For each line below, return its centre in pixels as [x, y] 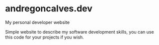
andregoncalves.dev [49, 9]
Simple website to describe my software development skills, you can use [79, 32]
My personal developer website [38, 22]
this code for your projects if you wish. [45, 37]
